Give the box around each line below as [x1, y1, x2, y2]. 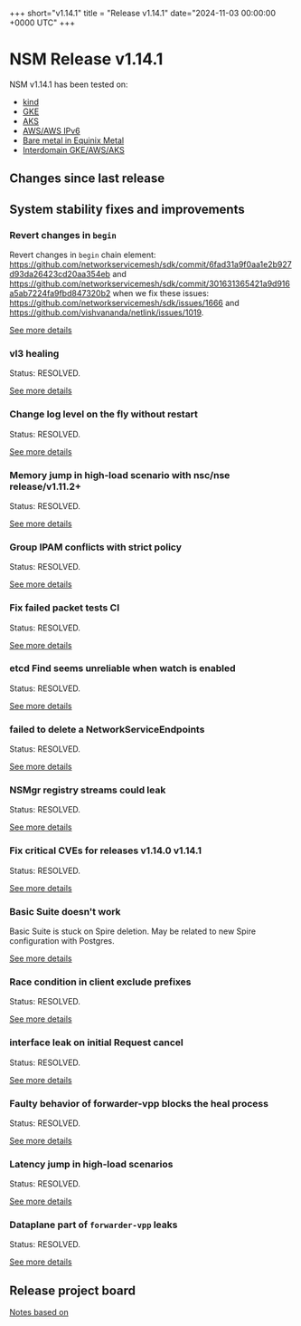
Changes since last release [9, 171, 165, 187]
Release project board [9, 1283, 136, 1298]
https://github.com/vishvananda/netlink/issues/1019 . [9, 307, 204, 318]
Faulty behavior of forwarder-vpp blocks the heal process [9, 1097, 269, 1110]
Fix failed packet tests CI [9, 601, 120, 614]
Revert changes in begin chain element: [9, 249, 156, 261]
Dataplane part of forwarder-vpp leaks [9, 1218, 178, 1231]
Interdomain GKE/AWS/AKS [22, 144, 125, 155]
